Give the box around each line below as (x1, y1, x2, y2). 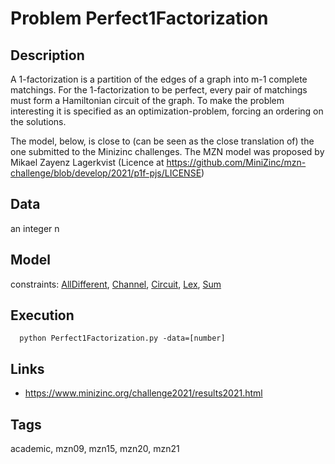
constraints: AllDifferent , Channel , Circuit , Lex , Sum (10, 278, 222, 290)
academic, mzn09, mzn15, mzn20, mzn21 (10, 443, 180, 455)
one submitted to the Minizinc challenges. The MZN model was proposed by (10, 146, 325, 157)
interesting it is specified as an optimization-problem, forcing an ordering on (10, 105, 324, 117)
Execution (10, 307, 75, 324)
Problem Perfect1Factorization (10, 7, 269, 30)
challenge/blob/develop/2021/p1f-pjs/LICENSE (10, 167, 202, 179)
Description (10, 47, 85, 64)
